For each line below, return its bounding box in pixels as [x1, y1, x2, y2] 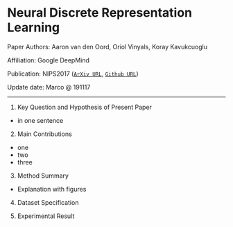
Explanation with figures [17, 185, 87, 193]
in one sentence [17, 116, 64, 124]
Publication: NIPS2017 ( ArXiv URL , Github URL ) [7, 69, 139, 78]
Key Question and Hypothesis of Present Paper [17, 103, 153, 111]
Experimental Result [17, 212, 75, 220]
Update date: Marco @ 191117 [7, 83, 91, 91]
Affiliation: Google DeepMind [7, 56, 90, 64]
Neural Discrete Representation [7, 5, 193, 21]
